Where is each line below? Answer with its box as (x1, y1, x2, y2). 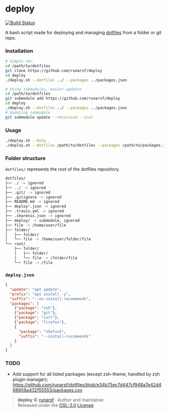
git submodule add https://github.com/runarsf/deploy (5, 96, 121, 101)
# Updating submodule (5, 110, 51, 115)
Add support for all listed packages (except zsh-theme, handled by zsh (12, 371, 160, 377)
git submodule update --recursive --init (5, 114, 94, 120)
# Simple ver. (5, 59, 35, 64)
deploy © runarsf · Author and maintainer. (17, 397, 105, 403)
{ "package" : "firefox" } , (14, 320, 66, 325)
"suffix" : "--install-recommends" (18, 333, 92, 339)
